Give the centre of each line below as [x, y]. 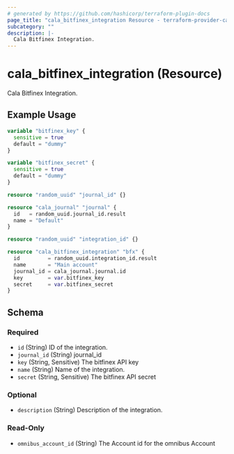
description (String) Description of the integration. [90, 410]
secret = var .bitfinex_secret [63, 284]
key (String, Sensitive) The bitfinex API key [78, 362]
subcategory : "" [31, 26]
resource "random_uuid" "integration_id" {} [73, 240]
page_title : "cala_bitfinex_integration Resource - [84, 20]
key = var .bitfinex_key [59, 278]
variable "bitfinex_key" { [46, 131]
